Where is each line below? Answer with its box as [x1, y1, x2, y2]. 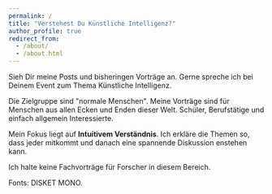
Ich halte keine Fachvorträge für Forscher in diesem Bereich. [8, 162, 211, 171]
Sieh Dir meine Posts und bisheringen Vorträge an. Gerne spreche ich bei [8, 72, 254, 81]
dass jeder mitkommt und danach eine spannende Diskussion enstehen [8, 138, 248, 147]
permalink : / [8, 11, 53, 20]
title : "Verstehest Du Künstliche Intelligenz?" [8, 19, 176, 28]
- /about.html [15, 50, 63, 58]
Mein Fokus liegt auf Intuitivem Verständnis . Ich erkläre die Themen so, [8, 129, 250, 139]
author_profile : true [8, 27, 82, 35]
